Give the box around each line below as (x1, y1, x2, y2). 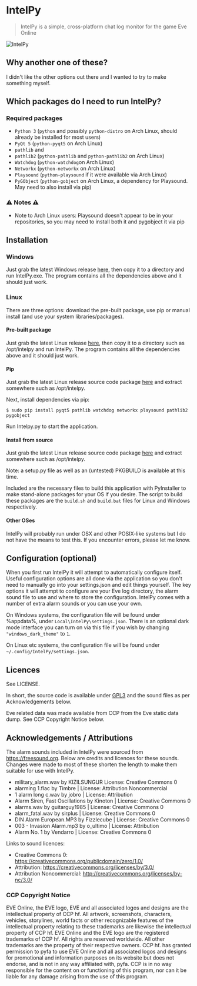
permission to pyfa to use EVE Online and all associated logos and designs (6, 948, 187, 955)
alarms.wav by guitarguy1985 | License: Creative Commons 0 (14, 803, 163, 810)
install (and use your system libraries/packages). (6, 313, 124, 320)
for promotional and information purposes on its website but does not (6, 954, 175, 961)
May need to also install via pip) (14, 183, 92, 191)
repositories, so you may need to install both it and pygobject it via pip (14, 218, 185, 225)
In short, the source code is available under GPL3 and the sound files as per (6, 692, 190, 699)
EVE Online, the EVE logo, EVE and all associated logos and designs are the (6, 904, 189, 911)
